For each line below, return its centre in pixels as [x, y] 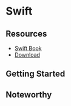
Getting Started [35, 74]
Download [27, 55]
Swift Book [28, 48]
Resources [26, 34]
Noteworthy [29, 95]
